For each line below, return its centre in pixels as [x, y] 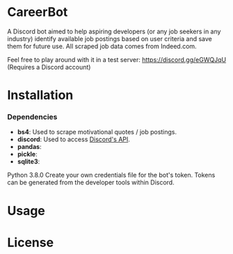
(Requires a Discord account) [49, 67]
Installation [40, 95]
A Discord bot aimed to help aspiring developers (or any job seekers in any [114, 31]
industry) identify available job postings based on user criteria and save [110, 38]
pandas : [29, 147]
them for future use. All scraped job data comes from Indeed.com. [102, 46]
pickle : [27, 154]
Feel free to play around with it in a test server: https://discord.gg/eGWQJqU [117, 59]
